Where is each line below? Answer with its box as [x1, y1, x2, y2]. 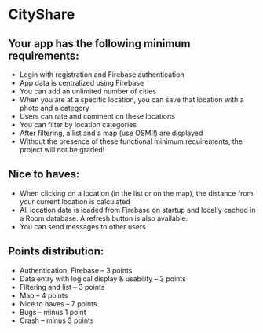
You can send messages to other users [19, 221, 147, 231]
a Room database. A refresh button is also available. [19, 214, 188, 223]
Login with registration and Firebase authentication [19, 70, 184, 79]
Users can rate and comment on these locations [19, 112, 175, 121]
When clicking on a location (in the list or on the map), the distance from [19, 188, 254, 198]
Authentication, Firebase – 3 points [19, 265, 133, 275]
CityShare [8, 5, 75, 24]
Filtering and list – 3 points [19, 282, 105, 291]
